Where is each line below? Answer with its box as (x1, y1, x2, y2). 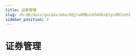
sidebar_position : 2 (5, 17, 49, 22)
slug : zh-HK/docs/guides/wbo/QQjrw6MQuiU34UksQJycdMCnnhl (5, 12, 131, 17)
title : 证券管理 (5, 7, 37, 13)
